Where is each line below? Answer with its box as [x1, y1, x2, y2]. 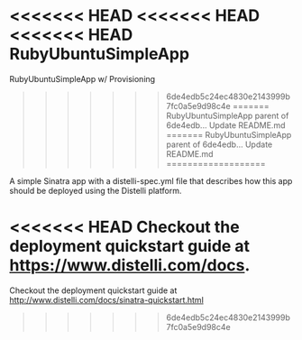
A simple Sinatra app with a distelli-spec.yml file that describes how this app [9, 175, 293, 186]
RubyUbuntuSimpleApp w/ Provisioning [9, 73, 156, 84]
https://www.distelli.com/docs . [9, 255, 251, 276]
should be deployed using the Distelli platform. [9, 185, 182, 196]
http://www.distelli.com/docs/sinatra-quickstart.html [9, 294, 205, 305]
